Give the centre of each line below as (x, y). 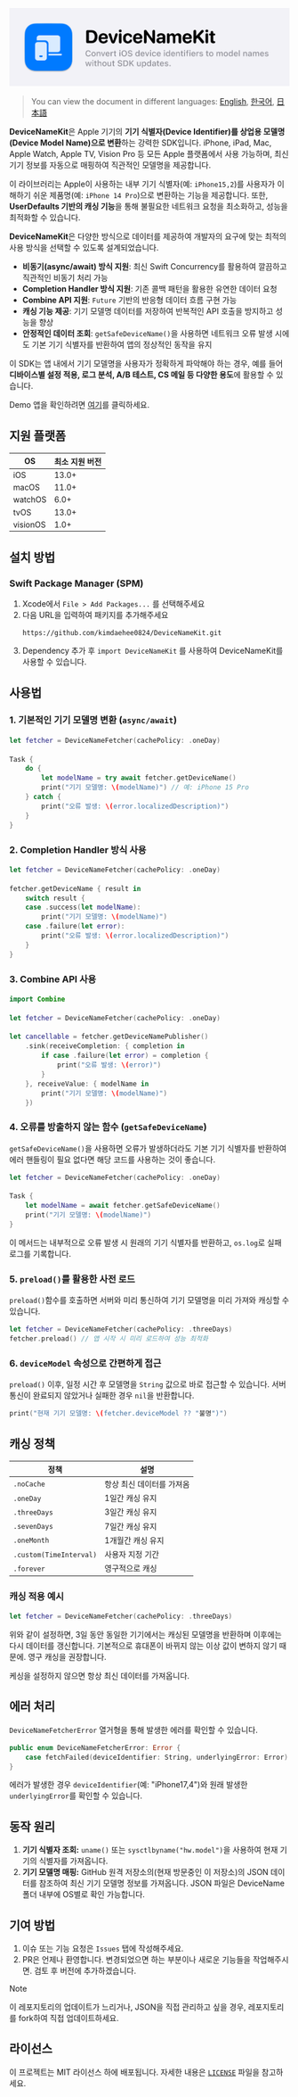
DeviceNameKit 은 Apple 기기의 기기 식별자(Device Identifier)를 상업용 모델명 (147, 132)
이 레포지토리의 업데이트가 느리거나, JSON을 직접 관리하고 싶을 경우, (128, 2007)
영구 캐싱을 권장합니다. (67, 1656)
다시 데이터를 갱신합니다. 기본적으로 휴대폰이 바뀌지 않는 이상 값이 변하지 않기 (143, 1646)
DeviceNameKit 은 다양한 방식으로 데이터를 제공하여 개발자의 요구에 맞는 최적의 (148, 236)
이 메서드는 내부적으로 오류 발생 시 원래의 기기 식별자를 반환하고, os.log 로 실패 (145, 1243)
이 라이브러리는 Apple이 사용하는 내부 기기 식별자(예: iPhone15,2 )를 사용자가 (142, 184)
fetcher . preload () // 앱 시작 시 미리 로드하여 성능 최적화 (109, 1339)
